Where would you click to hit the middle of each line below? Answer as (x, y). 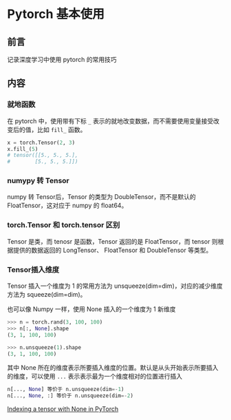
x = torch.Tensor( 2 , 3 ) (41, 143)
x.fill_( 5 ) (23, 149)
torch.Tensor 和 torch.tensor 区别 (64, 225)
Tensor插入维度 (33, 269)
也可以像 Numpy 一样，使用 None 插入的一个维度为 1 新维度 (91, 309)
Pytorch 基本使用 (56, 14)
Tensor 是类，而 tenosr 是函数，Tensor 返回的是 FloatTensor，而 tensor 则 (112, 241)
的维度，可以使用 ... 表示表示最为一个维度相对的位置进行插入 (95, 377)
